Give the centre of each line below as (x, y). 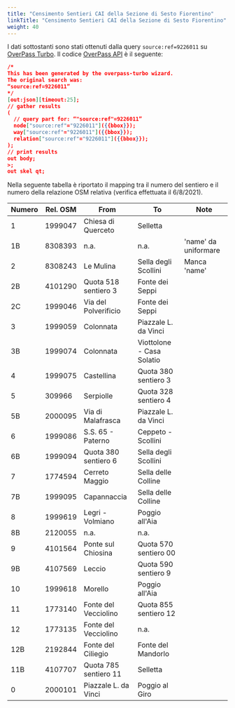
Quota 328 (155, 392)
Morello (96, 589)
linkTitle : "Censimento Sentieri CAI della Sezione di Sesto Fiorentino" (117, 20)
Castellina (100, 376)
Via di (93, 412)
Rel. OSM (61, 210)
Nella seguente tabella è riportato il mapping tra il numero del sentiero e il (113, 185)
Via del (95, 302)
